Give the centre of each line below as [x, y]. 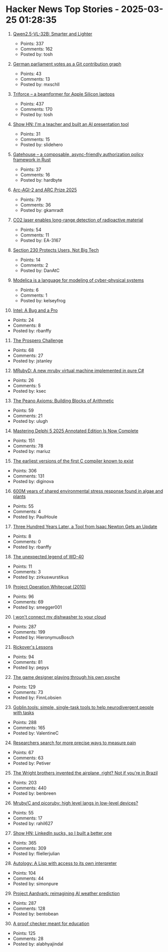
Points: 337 [32, 43]
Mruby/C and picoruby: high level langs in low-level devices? [75, 803]
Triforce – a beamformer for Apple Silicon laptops [64, 94]
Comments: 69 [28, 602]
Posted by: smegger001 [37, 607]
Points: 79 [31, 199]
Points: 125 [24, 933]
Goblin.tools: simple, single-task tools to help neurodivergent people [83, 707]
